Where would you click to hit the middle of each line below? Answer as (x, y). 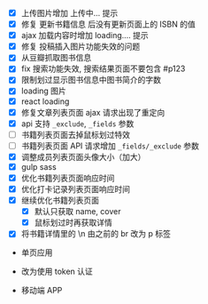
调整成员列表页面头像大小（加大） (83, 156)
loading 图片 (44, 91)
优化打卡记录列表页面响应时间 (75, 189)
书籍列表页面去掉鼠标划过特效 (75, 134)
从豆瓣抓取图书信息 (56, 58)
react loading (45, 101)
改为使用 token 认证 (57, 272)
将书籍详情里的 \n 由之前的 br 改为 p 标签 (96, 234)
